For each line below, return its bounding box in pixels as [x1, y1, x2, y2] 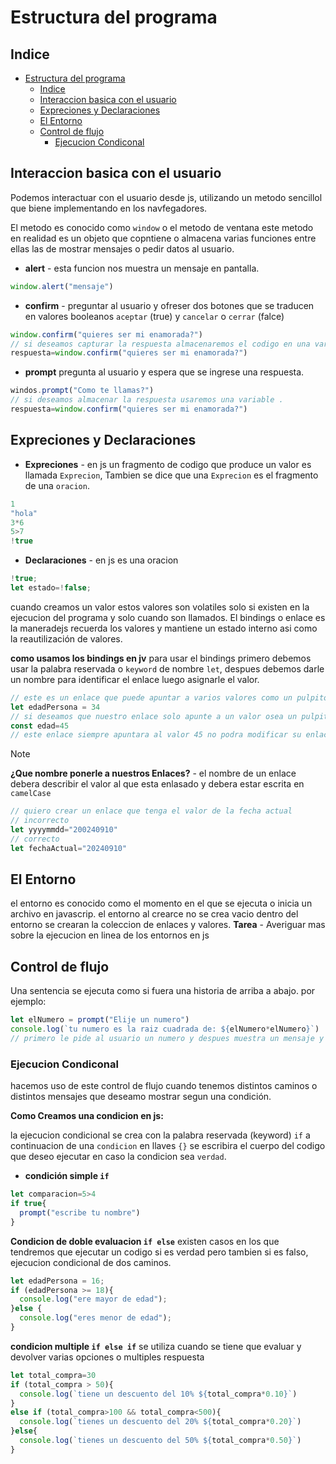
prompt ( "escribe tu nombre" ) [19, 1207, 141, 1218]
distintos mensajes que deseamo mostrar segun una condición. [10, 1091, 272, 1103]
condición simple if [24, 1170, 110, 1182]
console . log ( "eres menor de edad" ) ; [19, 1313, 172, 1323]
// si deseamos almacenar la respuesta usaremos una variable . [10, 395, 284, 405]
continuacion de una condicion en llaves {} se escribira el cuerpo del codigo [10, 1140, 326, 1152]
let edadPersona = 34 [10, 702, 101, 712]
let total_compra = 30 [10, 1370, 97, 1380]
